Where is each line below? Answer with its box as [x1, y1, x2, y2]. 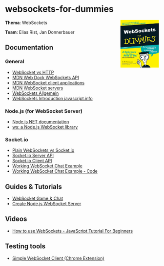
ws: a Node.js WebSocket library [12, 124, 78, 130]
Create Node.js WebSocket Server [12, 201, 82, 207]
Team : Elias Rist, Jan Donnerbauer [5, 29, 75, 35]
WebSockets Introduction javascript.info [12, 95, 93, 101]
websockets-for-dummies [5, 3, 114, 15]
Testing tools [5, 242, 46, 251]
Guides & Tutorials [5, 183, 62, 191]
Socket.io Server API [12, 153, 54, 159]
